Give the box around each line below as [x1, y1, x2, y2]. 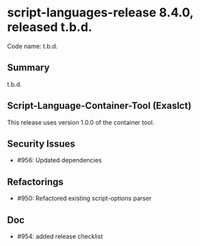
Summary [7, 62, 50, 73]
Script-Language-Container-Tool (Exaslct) [7, 100, 192, 112]
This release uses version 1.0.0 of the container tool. [7, 118, 155, 126]
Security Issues [7, 138, 75, 149]
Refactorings [7, 176, 64, 188]
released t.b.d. [7, 19, 92, 35]
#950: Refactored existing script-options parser [16, 194, 152, 203]
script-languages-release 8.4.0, [7, 5, 194, 21]
